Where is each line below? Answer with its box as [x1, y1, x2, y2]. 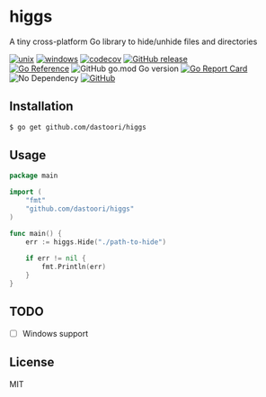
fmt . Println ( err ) [41, 263, 106, 272]
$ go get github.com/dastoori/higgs [9, 122, 146, 131]
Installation [9, 99, 74, 114]
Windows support [22, 328, 89, 338]
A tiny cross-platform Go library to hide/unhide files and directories [9, 36, 258, 47]
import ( [9, 187, 42, 197]
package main [9, 171, 58, 181]
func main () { [9, 229, 63, 238]
